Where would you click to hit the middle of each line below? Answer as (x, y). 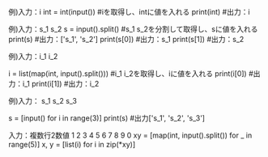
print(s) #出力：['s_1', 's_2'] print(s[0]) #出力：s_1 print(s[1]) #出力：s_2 (126, 39)
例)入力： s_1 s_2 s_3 (43, 101)
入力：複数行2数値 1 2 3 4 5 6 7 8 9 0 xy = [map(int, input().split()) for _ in (130, 135)
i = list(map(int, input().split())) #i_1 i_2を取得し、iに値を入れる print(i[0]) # (131, 74)
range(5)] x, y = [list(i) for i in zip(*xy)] (72, 144)
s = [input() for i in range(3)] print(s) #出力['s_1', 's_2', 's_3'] (106, 118)
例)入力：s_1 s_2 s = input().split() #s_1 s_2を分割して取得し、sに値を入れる (133, 29)
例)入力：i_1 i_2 (33, 56)
